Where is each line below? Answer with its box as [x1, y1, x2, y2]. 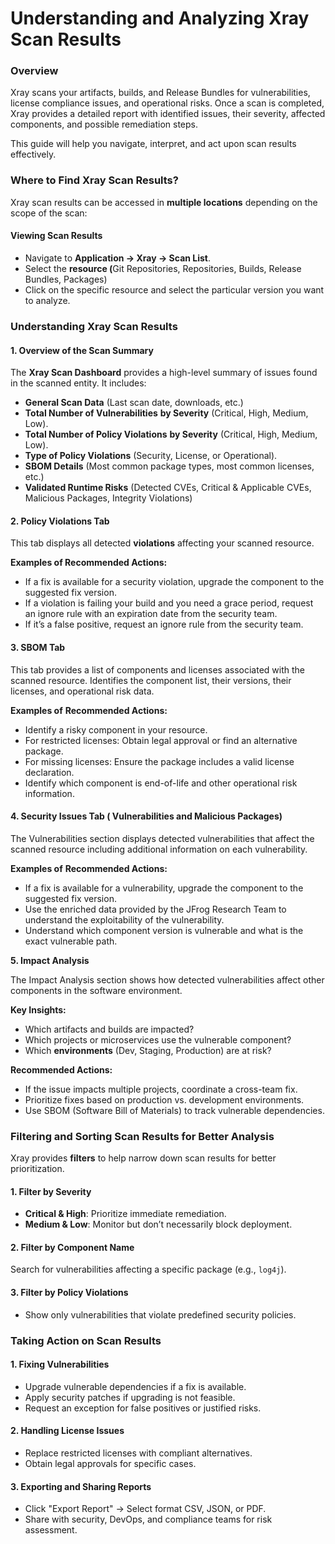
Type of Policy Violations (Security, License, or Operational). [24, 450, 278, 462]
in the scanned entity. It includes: [10, 377, 147, 389]
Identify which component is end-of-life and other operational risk [24, 777, 298, 789]
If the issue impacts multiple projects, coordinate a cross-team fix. [24, 1083, 298, 1095]
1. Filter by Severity [10, 1185, 92, 1197]
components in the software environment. [10, 984, 183, 996]
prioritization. [10, 1163, 65, 1175]
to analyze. [24, 294, 71, 306]
